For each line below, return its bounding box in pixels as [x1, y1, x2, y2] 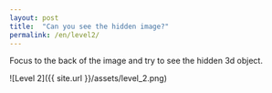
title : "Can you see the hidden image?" [9, 22, 170, 31]
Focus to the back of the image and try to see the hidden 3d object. [9, 56, 263, 67]
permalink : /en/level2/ [9, 30, 100, 39]
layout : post [9, 13, 59, 23]
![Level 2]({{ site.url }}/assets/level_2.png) [9, 73, 167, 84]
